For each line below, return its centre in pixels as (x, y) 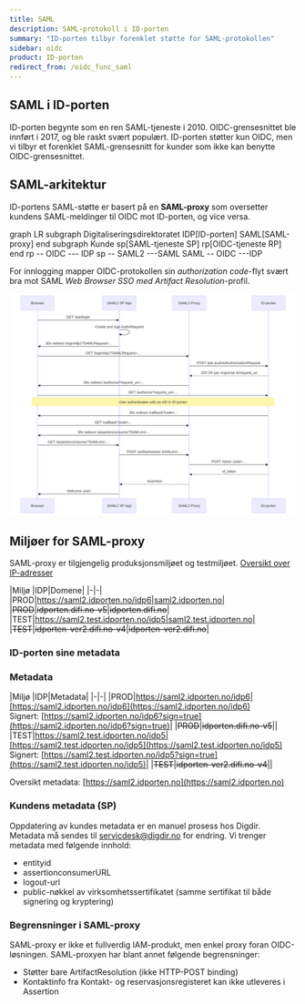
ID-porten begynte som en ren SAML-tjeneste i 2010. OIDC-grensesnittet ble (153, 127)
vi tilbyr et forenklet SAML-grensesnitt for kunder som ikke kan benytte (142, 147)
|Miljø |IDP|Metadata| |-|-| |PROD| (73, 697)
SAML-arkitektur (58, 185)
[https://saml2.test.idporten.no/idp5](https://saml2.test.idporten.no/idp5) (146, 745)
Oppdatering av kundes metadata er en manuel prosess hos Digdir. (135, 826)
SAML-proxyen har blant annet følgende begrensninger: (155, 955)
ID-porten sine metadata (65, 653)
